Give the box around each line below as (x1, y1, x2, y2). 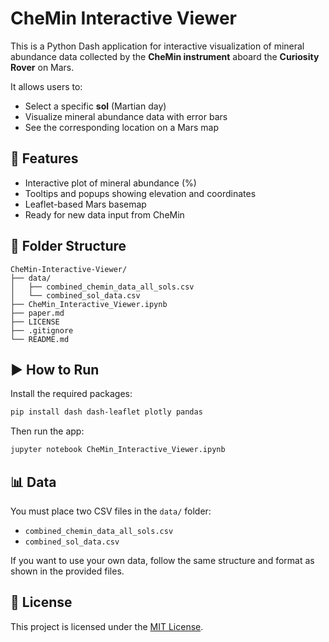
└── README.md (10, 334, 70, 344)
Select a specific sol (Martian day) (24, 100, 167, 112)
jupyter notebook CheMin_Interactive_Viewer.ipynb (10, 445, 226, 455)
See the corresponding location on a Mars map (24, 121, 220, 133)
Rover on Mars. (10, 61, 75, 73)
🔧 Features (10, 150, 79, 167)
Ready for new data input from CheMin (24, 208, 185, 221)
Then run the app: (10, 425, 85, 437)
